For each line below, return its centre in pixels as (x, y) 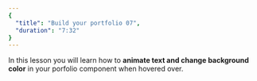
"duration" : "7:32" (48, 30)
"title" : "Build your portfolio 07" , (78, 23)
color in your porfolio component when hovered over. (96, 69)
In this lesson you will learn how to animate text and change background (128, 60)
